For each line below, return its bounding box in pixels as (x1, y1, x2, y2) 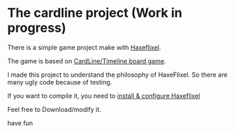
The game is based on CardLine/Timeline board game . (7, 56, 166, 65)
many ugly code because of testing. (7, 77, 113, 86)
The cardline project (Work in (7, 5, 183, 21)
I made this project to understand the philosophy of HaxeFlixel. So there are (7, 70, 228, 79)
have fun (7, 118, 33, 127)
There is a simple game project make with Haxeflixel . (7, 43, 161, 51)
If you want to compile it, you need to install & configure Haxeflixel (7, 91, 200, 100)
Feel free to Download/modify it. (7, 105, 101, 113)
